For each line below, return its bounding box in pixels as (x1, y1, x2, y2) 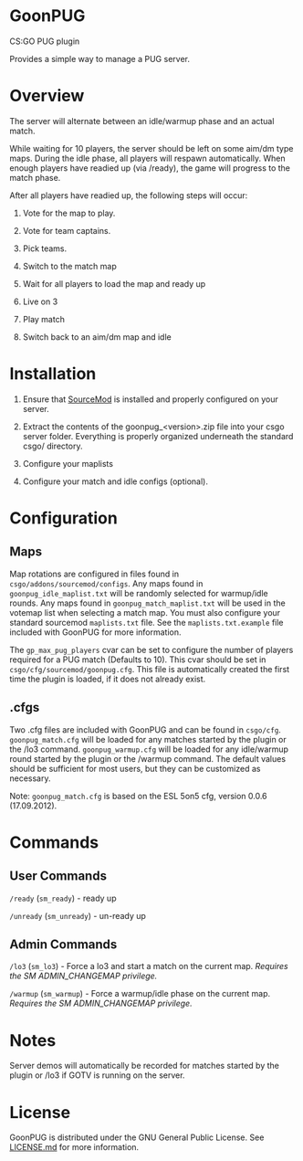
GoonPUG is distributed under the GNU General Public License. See (9, 1132, 265, 1143)
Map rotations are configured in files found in (9, 568, 180, 579)
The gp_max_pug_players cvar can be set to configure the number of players (9, 644, 294, 655)
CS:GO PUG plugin (9, 36, 80, 47)
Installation (9, 364, 97, 385)
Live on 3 (22, 296, 58, 307)
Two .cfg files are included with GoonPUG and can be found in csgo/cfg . (9, 723, 281, 735)
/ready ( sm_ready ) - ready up (9, 892, 117, 903)
